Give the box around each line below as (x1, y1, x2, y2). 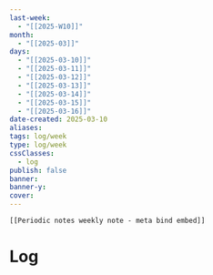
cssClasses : (9, 148, 55, 158)
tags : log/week (9, 132, 67, 141)
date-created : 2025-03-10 (9, 115, 107, 124)
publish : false (9, 166, 67, 175)
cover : (9, 191, 35, 200)
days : (9, 47, 30, 56)
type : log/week (9, 140, 67, 149)
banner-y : (9, 183, 47, 192)
